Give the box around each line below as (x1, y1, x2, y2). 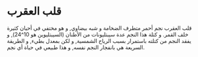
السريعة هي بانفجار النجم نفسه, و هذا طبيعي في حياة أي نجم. (7, 44, 145, 51)
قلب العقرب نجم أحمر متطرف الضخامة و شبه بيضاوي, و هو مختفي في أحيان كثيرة (7, 24, 192, 32)
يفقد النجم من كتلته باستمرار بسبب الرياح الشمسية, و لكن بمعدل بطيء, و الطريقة (7, 37, 191, 44)
